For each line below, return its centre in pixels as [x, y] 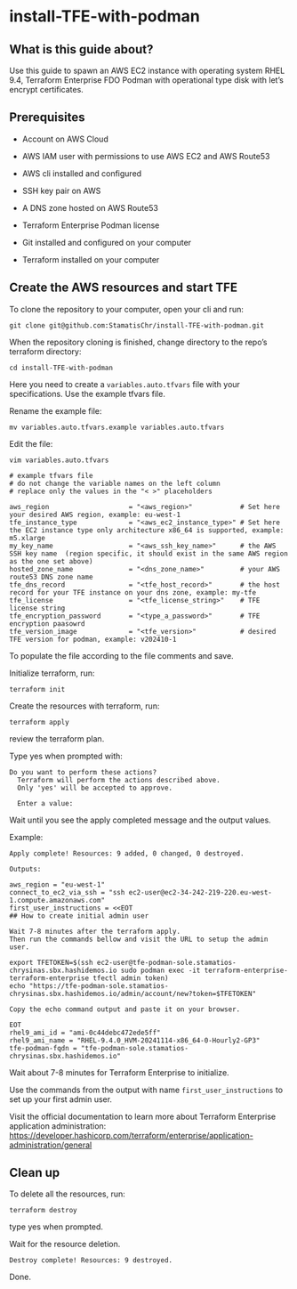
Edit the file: [31, 443]
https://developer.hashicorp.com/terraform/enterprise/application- [131, 1135]
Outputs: [25, 869]
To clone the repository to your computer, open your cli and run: [127, 309]
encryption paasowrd [48, 624]
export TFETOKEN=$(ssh [51, 962]
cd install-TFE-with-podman [61, 368]
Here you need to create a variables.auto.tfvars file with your [124, 384]
